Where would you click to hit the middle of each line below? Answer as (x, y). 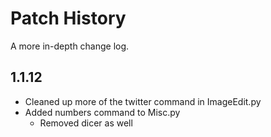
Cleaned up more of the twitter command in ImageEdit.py (143, 101)
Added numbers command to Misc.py (102, 112)
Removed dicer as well (86, 123)
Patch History (68, 18)
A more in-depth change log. (70, 46)
